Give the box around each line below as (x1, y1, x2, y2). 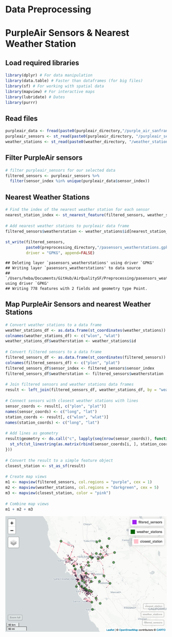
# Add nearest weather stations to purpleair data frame (5, 223, 130, 228)
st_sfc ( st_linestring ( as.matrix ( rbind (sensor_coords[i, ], (10, 442, 139, 447)
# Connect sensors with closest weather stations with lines (5, 398, 139, 404)
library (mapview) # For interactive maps (5, 89, 95, 94)
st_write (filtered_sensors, (5, 240, 66, 245)
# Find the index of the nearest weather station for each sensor (5, 207, 150, 212)
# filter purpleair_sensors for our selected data (5, 168, 116, 173)
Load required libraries (5, 58, 79, 67)
